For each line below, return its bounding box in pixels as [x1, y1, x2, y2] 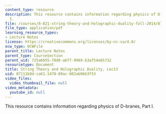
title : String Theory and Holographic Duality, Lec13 [5, 67, 119, 72]
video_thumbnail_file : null [9, 80, 68, 85]
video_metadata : [5, 85, 39, 90]
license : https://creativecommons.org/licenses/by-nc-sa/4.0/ [5, 39, 136, 44]
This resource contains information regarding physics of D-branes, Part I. [5, 103, 154, 109]
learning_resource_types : [5, 30, 58, 35]
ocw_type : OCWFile [5, 44, 43, 49]
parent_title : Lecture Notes [5, 48, 65, 53]
